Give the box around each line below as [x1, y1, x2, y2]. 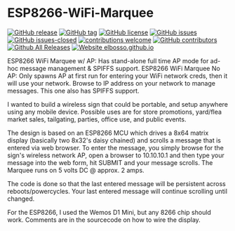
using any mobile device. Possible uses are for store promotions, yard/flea [7, 107, 222, 116]
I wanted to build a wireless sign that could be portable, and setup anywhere [7, 100, 229, 108]
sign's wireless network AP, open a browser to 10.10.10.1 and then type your [7, 151, 224, 159]
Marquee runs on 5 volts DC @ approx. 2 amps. [7, 166, 145, 174]
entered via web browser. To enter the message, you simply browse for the [7, 143, 224, 152]
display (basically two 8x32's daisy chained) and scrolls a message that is [7, 136, 221, 145]
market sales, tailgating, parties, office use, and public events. [7, 114, 187, 124]
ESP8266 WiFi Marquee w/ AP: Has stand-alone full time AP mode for [7, 56, 209, 65]
